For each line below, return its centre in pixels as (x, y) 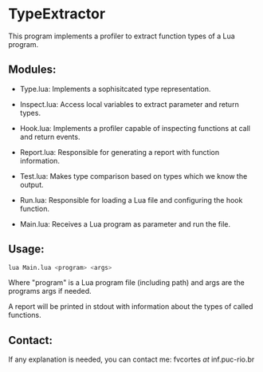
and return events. (50, 137)
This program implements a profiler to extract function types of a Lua (122, 36)
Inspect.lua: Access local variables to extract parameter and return (129, 104)
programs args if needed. (50, 291)
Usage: (27, 249)
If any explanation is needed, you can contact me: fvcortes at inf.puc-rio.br (131, 359)
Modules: (32, 70)
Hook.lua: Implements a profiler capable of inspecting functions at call (135, 128)
